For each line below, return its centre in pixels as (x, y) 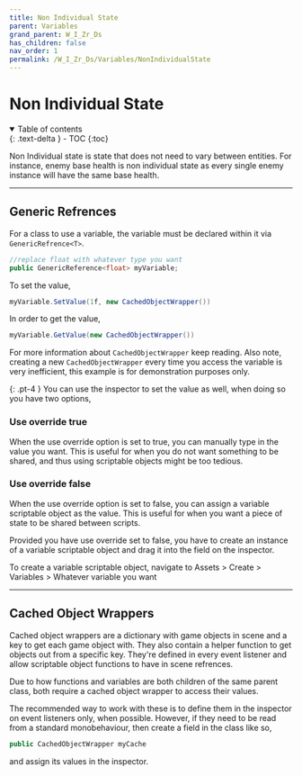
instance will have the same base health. (84, 175)
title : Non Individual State (64, 18)
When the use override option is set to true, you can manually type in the (144, 441)
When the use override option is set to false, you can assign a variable (139, 503)
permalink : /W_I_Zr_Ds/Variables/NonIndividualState (110, 59)
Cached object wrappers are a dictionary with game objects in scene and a (148, 635)
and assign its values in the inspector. (79, 761)
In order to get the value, (55, 319)
